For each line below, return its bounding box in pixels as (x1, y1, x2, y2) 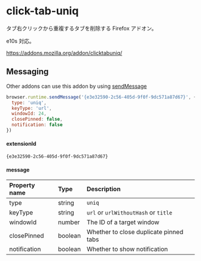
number (57, 218, 80, 226)
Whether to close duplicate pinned (86, 228, 184, 237)
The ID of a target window (86, 218, 160, 226)
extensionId (6, 140, 37, 148)
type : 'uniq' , (11, 100, 47, 106)
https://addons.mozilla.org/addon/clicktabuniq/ (6, 49, 123, 56)
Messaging (6, 67, 49, 77)
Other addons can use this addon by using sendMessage (6, 82, 147, 90)
